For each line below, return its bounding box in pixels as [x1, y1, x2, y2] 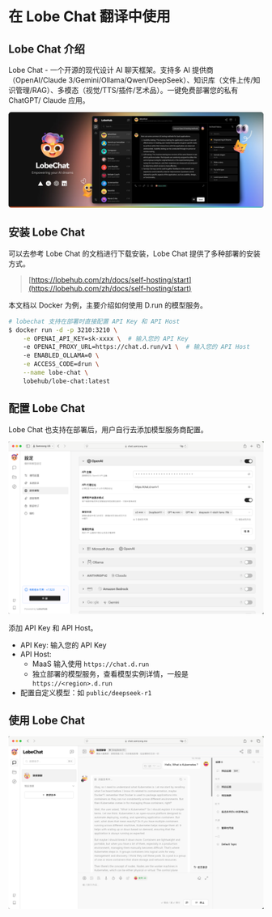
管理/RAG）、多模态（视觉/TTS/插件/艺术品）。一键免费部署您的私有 [15, 86, 239, 95]
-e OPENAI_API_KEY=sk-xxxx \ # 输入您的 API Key [23, 334, 189, 342]
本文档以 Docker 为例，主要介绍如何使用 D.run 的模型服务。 [8, 300, 208, 310]
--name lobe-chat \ [23, 369, 89, 377]
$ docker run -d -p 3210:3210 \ [8, 325, 117, 334]
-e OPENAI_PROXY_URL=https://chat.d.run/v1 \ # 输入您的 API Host [23, 343, 251, 351]
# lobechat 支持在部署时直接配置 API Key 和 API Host [8, 317, 181, 325]
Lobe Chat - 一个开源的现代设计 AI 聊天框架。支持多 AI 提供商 [8, 66, 214, 74]
